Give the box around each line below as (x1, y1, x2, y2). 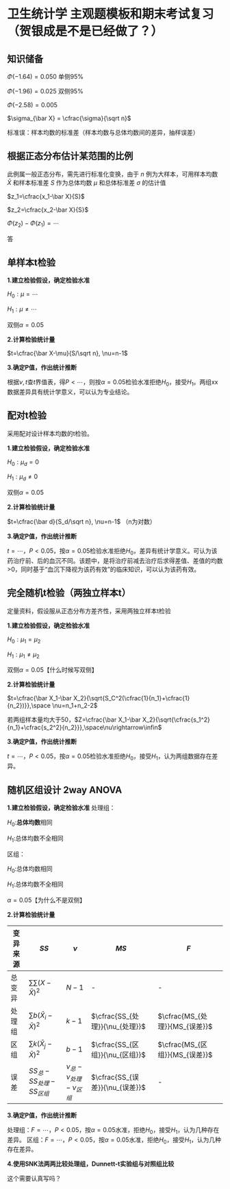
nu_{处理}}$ (108, 1022, 146, 1032)
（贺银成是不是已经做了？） (7, 23, 164, 39)
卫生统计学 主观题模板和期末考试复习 (7, 6, 214, 22)
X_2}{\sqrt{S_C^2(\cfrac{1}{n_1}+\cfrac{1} (73, 694, 190, 702)
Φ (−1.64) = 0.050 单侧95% (7, 73, 84, 80)
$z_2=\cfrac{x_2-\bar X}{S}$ (7, 205, 89, 214)
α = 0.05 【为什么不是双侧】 (7, 896, 86, 904)
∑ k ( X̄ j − (28, 1038, 53, 1050)
